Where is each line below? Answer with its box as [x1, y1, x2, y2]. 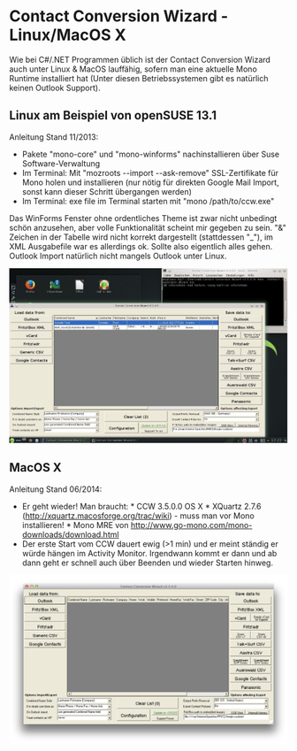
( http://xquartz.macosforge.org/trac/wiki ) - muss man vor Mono [21, 510, 255, 521]
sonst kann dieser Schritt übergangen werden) [21, 186, 193, 196]
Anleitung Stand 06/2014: [9, 484, 103, 494]
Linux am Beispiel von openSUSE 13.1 [9, 108, 217, 123]
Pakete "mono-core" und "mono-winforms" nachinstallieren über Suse [21, 149, 280, 159]
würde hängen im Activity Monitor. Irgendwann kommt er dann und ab [21, 548, 278, 558]
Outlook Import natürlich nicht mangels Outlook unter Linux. [9, 250, 227, 261]
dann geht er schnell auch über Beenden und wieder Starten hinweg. [21, 557, 274, 568]
